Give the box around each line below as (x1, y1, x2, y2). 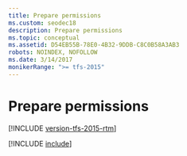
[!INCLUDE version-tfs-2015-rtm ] (8, 124, 117, 133)
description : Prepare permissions (8, 26, 123, 34)
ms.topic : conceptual (8, 33, 80, 42)
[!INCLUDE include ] (8, 139, 72, 148)
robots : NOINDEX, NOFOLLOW (8, 48, 98, 56)
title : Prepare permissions (8, 11, 102, 20)
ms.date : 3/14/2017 (8, 56, 73, 64)
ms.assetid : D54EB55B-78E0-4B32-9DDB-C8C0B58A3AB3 (8, 41, 180, 49)
